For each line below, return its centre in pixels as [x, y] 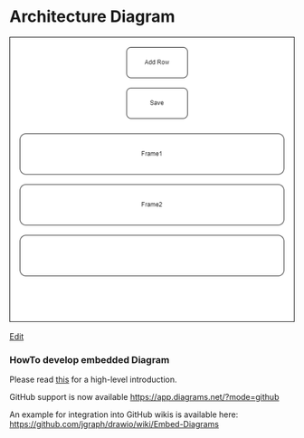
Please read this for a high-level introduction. [93, 380]
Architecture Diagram [92, 17]
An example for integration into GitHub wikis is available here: [124, 414]
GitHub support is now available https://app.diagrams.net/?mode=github [144, 397]
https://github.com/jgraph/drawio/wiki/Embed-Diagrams [114, 424]
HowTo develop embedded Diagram [90, 359]
